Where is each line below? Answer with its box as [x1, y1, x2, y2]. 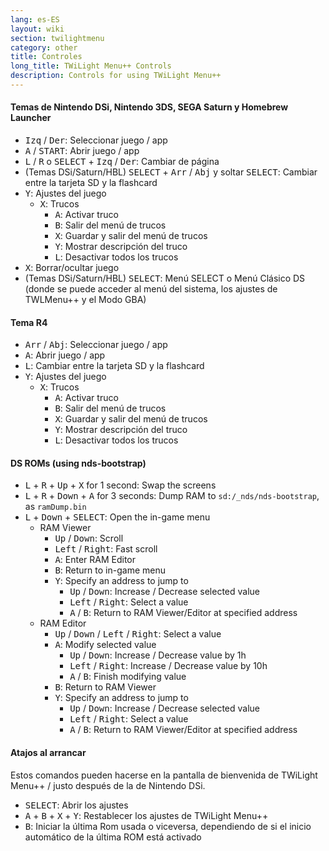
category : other [10, 42, 78, 53]
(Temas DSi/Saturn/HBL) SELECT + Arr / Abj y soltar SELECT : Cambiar [24, 166, 318, 178]
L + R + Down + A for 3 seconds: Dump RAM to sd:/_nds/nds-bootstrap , [24, 490, 320, 502]
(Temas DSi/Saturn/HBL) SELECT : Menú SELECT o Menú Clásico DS [24, 272, 306, 285]
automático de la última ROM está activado [24, 831, 202, 843]
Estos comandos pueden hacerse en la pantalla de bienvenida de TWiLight [10, 769, 318, 781]
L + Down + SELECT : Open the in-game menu [24, 511, 211, 523]
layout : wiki [10, 24, 65, 34]
